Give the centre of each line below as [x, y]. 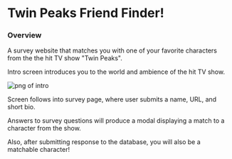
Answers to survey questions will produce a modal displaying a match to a [116, 121]
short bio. [21, 107]
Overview [25, 35]
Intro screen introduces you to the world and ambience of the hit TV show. [116, 72]
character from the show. [44, 128]
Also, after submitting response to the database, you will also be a [104, 142]
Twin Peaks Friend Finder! [86, 13]
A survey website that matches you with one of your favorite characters [112, 50]
